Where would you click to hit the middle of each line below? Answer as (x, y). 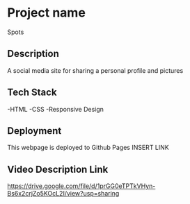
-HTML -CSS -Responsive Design (56, 109)
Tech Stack (32, 93)
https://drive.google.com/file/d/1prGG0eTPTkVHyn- (81, 186)
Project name (46, 13)
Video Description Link (58, 169)
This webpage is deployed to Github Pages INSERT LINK (88, 148)
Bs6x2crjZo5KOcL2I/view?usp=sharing (63, 194)
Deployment (34, 131)
